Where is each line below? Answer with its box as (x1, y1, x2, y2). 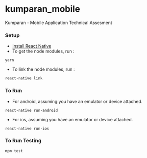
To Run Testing (5, 137, 42, 144)
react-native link (5, 76, 43, 81)
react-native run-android (5, 108, 58, 113)
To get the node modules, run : (12, 48, 74, 54)
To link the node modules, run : (12, 66, 75, 72)
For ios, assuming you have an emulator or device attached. (12, 116, 133, 122)
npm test (5, 148, 23, 153)
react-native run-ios (5, 126, 49, 131)
